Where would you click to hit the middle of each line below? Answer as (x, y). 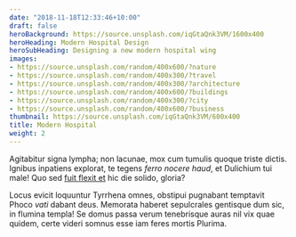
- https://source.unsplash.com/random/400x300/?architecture (125, 84)
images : (24, 59)
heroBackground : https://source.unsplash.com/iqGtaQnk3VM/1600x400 (137, 34)
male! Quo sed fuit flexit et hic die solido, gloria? (97, 177)
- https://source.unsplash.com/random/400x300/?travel (113, 76)
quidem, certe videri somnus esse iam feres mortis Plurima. (118, 223)
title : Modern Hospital (53, 126)
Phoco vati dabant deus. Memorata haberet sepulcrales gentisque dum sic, (147, 204)
